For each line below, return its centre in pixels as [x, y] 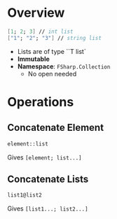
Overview [36, 13]
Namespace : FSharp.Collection [64, 66]
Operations [41, 102]
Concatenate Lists [48, 179]
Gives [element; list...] [44, 157]
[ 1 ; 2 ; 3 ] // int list [40, 31]
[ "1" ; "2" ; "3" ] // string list [54, 38]
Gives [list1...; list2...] [48, 209]
